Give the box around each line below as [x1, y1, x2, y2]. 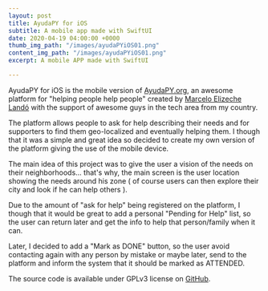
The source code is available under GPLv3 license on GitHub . [8, 273, 211, 283]
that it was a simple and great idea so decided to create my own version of [8, 135, 255, 144]
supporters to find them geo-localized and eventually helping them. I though [8, 126, 261, 136]
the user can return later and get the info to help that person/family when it [8, 217, 255, 227]
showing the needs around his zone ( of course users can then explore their [8, 176, 259, 185]
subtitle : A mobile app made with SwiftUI [8, 26, 152, 34]
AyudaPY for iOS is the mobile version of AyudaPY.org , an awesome [8, 85, 233, 95]
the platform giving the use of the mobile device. [8, 143, 169, 153]
